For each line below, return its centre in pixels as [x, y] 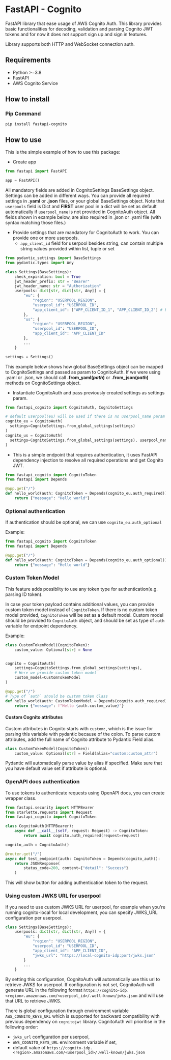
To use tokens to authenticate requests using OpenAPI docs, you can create [85, 793]
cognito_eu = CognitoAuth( [34, 421]
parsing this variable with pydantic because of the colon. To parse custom [83, 734]
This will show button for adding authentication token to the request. [77, 883]
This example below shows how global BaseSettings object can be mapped [84, 366]
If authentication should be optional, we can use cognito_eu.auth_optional [83, 522]
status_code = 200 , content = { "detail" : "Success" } [76, 868]
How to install [27, 99]
